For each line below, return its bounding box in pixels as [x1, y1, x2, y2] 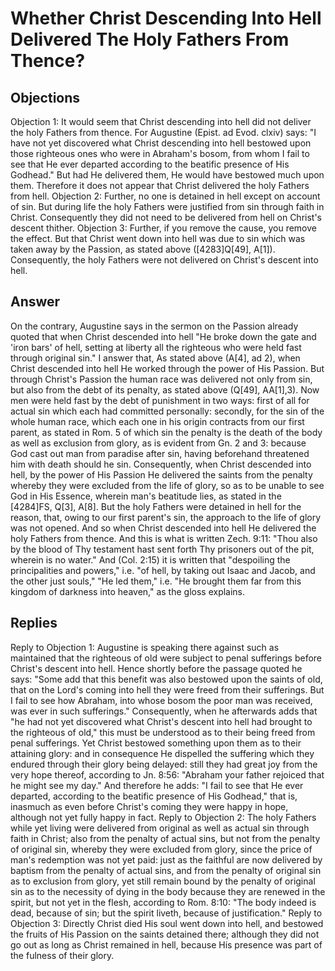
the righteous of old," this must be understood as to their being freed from [10, 726, 316, 738]
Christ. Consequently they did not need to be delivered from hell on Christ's [10, 212, 322, 223]
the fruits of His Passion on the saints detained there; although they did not [10, 928, 320, 940]
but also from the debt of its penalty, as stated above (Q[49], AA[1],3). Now [10, 383, 320, 396]
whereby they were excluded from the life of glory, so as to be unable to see [10, 479, 325, 491]
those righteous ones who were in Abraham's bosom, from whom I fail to [10, 148, 310, 159]
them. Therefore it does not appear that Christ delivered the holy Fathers [10, 180, 310, 191]
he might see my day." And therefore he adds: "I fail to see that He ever [10, 779, 304, 791]
